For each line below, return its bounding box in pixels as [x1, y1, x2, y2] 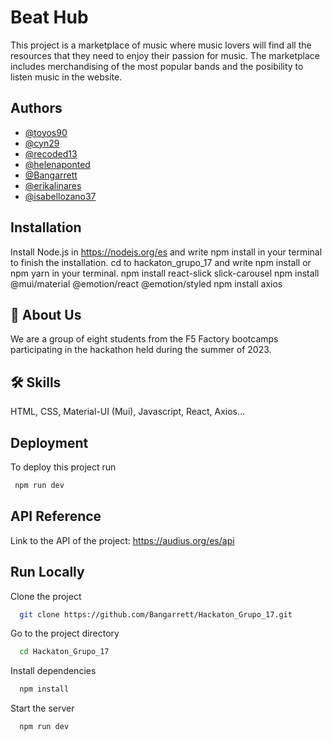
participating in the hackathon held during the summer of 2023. [10, 344, 272, 356]
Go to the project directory [10, 627, 120, 640]
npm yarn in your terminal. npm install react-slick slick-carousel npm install [10, 267, 320, 279]
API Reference [10, 508, 102, 525]
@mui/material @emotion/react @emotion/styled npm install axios [10, 277, 283, 290]
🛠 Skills [10, 374, 62, 391]
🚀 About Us [10, 306, 82, 323]
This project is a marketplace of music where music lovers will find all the [10, 39, 312, 51]
